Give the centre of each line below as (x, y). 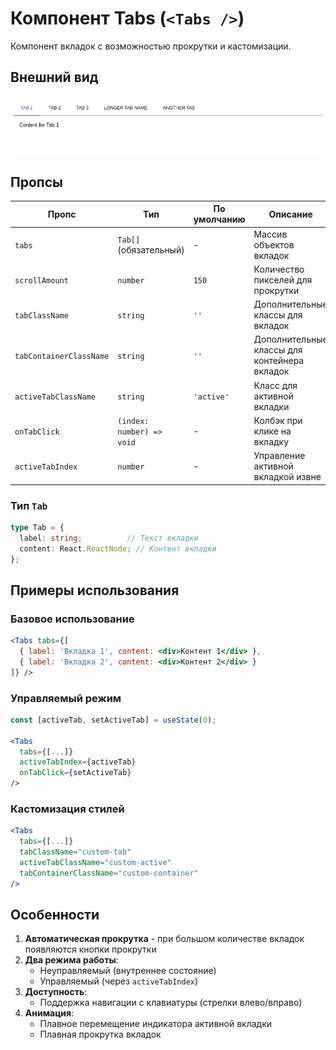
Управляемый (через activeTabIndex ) (119, 981)
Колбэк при (278, 420)
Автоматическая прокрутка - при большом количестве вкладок (164, 939)
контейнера (279, 361)
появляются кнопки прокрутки (90, 949)
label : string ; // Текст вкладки (109, 538)
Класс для (275, 385)
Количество (279, 269)
